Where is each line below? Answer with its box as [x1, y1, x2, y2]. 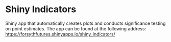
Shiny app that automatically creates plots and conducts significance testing [5, 20, 166, 26]
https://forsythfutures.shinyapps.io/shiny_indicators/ [5, 31, 116, 37]
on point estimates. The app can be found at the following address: [5, 25, 146, 31]
